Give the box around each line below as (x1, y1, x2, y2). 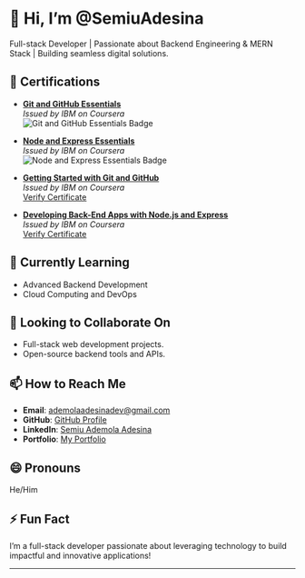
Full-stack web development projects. (22, 339, 164, 350)
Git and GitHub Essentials (22, 98, 122, 109)
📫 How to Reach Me (9, 376, 126, 392)
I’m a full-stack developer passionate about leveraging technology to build (9, 540, 288, 551)
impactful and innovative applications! (9, 550, 152, 561)
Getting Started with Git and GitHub (22, 172, 160, 183)
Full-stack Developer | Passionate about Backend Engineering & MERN (9, 38, 274, 49)
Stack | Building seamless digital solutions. (9, 47, 170, 58)
